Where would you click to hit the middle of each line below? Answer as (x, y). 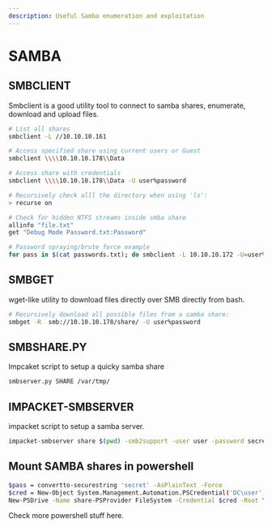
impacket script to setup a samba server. (76, 426)
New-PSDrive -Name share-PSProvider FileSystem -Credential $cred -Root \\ (139, 500)
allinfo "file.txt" (41, 225)
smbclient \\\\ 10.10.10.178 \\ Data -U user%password (97, 181)
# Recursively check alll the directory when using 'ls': (108, 195)
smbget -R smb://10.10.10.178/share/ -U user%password (104, 322)
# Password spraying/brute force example (79, 247)
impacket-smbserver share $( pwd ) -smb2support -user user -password (126, 441)
